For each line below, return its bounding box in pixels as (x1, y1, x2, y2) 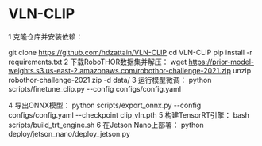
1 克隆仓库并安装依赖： (8, 32, 83, 41)
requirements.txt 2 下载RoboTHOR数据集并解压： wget (8, 57, 187, 66)
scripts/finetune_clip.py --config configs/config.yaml (8, 84, 181, 93)
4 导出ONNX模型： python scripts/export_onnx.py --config (8, 100, 202, 110)
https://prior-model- (188, 57, 255, 66)
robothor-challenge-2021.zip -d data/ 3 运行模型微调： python (8, 75, 212, 84)
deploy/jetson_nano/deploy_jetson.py (8, 129, 131, 138)
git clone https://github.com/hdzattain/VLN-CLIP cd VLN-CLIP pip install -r (8, 47, 252, 57)
